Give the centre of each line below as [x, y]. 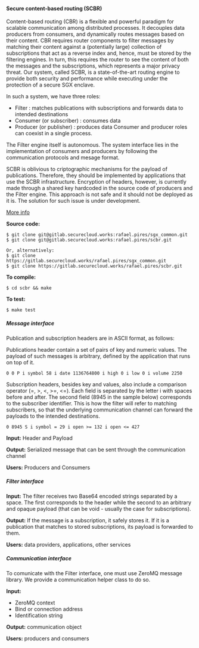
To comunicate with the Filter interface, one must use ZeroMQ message [94, 573]
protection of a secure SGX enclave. [51, 85]
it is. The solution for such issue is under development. [74, 201]
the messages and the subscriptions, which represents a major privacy [93, 66]
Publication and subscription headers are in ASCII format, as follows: [90, 338]
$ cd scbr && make [29, 288]
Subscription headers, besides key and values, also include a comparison [96, 385]
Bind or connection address [49, 609]
